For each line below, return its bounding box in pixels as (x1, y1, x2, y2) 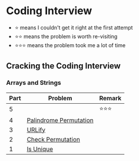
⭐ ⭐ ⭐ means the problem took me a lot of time (14, 41, 125, 48)
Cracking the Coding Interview (6, 61, 121, 71)
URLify (27, 126, 46, 134)
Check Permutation (27, 135, 81, 143)
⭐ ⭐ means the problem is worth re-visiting (14, 32, 118, 40)
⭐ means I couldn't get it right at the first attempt (14, 24, 133, 31)
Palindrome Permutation (27, 116, 94, 124)
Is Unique (27, 144, 53, 153)
